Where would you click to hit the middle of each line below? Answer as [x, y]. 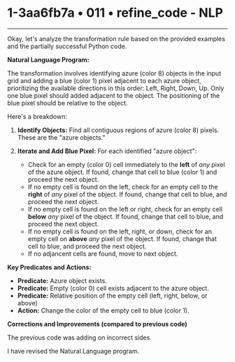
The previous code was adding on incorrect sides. [79, 338]
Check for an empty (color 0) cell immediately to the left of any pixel [126, 164]
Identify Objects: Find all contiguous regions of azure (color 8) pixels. [118, 130]
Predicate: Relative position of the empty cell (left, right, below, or [112, 296]
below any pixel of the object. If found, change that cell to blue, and [126, 216]
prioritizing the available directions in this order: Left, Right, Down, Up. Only [116, 88]
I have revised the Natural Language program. [73, 351]
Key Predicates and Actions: [49, 267]
